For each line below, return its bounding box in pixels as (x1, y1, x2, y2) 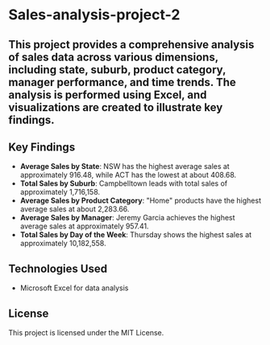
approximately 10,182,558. (19, 239, 106, 248)
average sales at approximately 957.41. (19, 221, 149, 231)
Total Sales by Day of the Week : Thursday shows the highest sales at (19, 230, 252, 240)
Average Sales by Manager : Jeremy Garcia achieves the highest (19, 213, 235, 223)
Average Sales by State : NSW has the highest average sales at (19, 162, 230, 171)
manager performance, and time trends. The (8, 75, 236, 89)
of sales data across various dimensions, (8, 50, 219, 64)
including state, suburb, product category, (8, 63, 226, 76)
